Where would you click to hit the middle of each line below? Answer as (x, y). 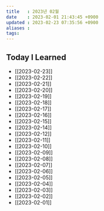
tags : (13, 34)
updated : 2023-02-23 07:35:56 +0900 (52, 22)
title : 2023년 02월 (33, 11)
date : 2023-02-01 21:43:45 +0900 (52, 17)
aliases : (18, 28)
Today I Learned (36, 57)
